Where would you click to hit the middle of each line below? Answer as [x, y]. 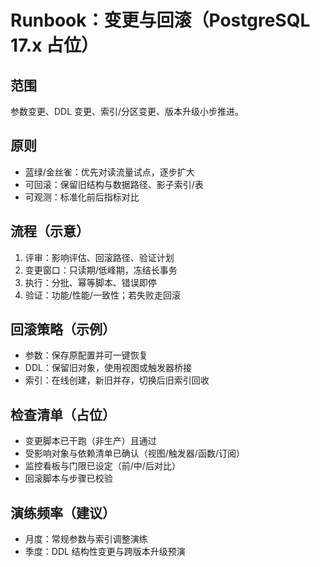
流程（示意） [50, 231]
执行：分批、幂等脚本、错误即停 [90, 282]
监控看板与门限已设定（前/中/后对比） [102, 466]
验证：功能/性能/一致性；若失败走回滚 [102, 295]
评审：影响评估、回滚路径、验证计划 [99, 257]
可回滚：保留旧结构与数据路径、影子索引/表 [114, 184]
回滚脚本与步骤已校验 [68, 478]
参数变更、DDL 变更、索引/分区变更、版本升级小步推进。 [127, 111]
